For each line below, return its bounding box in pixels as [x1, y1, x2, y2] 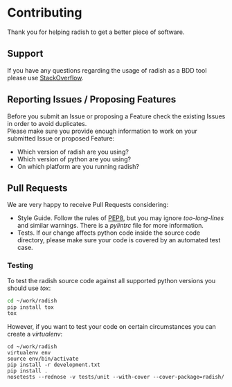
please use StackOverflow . [7, 73, 84, 82]
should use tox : [7, 284, 51, 292]
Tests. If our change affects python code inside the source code [17, 228, 201, 237]
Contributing [7, 5, 82, 21]
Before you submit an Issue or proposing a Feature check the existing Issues [7, 112, 226, 120]
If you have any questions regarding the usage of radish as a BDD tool [7, 66, 207, 74]
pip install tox [7, 303, 54, 311]
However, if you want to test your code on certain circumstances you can [7, 323, 216, 331]
